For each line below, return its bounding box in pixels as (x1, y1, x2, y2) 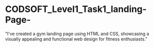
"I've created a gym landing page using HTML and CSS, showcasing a (5, 30, 150, 36)
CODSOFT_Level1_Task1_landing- (5, 3, 147, 15)
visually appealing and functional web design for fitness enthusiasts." (5, 36, 148, 42)
